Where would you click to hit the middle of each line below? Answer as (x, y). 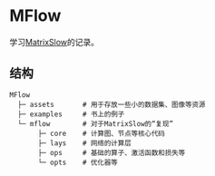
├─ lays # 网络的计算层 (84, 143)
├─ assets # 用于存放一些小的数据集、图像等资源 (112, 104)
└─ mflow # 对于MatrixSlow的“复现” (96, 123)
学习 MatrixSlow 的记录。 (54, 42)
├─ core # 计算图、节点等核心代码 (101, 133)
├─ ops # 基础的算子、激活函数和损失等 (112, 152)
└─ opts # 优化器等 (78, 162)
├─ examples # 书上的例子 (71, 114)
